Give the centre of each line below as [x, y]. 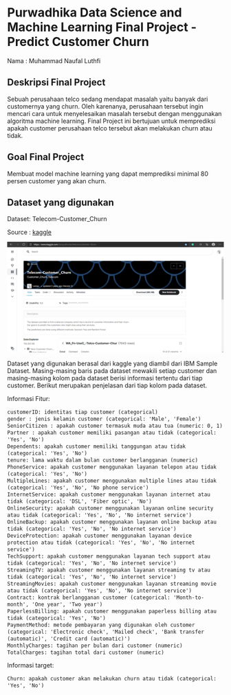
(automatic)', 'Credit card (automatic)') [69, 639]
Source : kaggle [30, 232]
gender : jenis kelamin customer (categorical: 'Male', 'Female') [104, 419]
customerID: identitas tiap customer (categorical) [82, 412]
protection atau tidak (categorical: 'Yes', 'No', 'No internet [101, 543]
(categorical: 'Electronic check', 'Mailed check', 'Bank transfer [106, 632]
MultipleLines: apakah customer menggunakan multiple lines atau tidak [112, 481]
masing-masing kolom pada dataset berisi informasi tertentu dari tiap [105, 378]
